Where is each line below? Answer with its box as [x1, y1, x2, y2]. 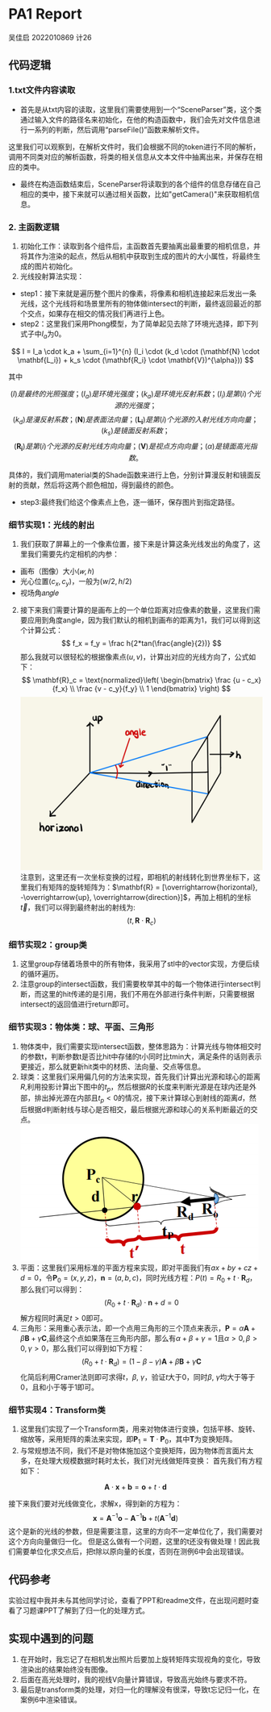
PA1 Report [8, 5, 82, 23]
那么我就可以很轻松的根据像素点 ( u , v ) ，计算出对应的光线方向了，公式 [19, 652, 249, 661]
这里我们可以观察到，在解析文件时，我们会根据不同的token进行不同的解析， [8, 142, 261, 152]
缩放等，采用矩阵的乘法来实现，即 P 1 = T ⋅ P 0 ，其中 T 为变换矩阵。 [19, 1434, 237, 1446]
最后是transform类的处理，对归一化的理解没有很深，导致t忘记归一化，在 [19, 1685, 261, 1694]
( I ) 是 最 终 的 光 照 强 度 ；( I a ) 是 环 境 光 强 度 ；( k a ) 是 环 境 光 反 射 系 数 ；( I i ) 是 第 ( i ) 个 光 [10, 389, 261, 400]
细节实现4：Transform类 [8, 1404, 106, 1415]
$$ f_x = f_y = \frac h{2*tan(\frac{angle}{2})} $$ [61, 639, 222, 648]
